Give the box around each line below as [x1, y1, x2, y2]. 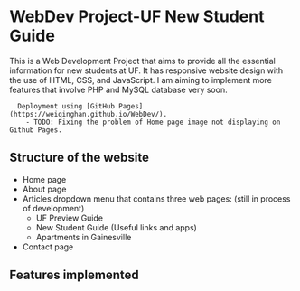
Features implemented [9, 268, 139, 283]
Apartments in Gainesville [35, 231, 132, 242]
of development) [22, 202, 85, 213]
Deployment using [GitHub [17, 101, 116, 110]
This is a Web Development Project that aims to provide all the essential [9, 55, 276, 66]
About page [22, 183, 67, 194]
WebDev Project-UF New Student [9, 6, 265, 27]
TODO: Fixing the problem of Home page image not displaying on [33, 117, 281, 127]
